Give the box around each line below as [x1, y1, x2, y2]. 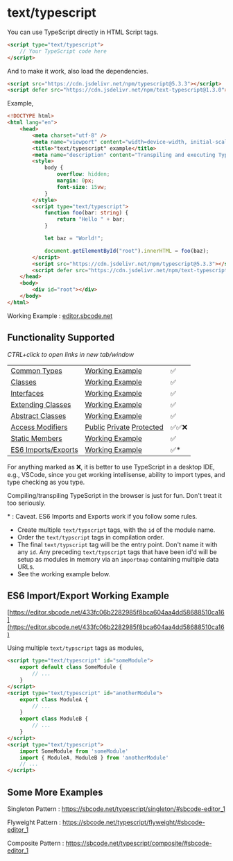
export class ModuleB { [19, 715, 89, 723]
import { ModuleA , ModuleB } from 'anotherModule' [19, 754, 169, 761]
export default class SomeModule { [19, 664, 123, 671]
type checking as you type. [7, 478, 85, 486]
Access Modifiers [10, 422, 68, 432]
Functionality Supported [7, 332, 115, 344]
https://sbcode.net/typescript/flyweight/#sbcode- [62, 818, 206, 826]
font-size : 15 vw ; [56, 183, 107, 190]
